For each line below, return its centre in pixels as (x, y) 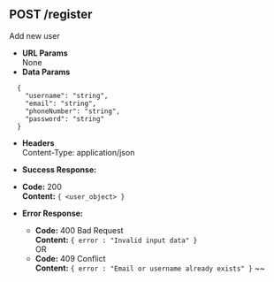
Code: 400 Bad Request (79, 230)
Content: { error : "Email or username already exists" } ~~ (150, 268)
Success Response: (59, 169)
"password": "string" (65, 118)
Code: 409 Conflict (70, 258)
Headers (38, 143)
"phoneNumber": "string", (73, 111)
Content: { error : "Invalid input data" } (116, 240)
